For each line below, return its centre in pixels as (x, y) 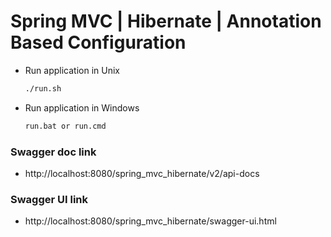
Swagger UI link (49, 199)
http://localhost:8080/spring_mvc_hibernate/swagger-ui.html (150, 221)
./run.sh (43, 88)
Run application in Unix (72, 70)
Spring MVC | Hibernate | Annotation (166, 21)
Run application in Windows (82, 107)
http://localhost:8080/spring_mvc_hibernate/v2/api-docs (142, 173)
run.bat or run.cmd (65, 126)
